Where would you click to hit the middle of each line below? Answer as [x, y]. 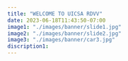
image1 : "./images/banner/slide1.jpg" [64, 27]
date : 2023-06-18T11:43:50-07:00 [57, 20]
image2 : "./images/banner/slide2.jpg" [64, 33]
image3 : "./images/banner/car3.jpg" [61, 40]
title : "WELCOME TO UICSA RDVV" [55, 14]
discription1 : [28, 46]
